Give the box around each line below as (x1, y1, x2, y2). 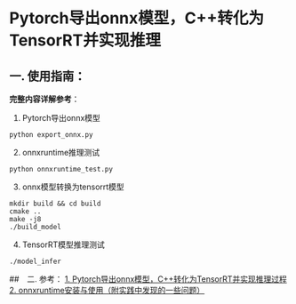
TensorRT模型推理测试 (21, 239, 105, 250)
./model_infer (9, 257, 62, 266)
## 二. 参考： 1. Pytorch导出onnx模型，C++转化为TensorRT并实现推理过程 (9, 274, 287, 284)
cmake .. (9, 207, 42, 216)
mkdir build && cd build (9, 199, 101, 208)
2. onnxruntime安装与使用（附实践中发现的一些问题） (9, 285, 205, 295)
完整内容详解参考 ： (9, 94, 80, 104)
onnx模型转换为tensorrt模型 (21, 181, 124, 192)
